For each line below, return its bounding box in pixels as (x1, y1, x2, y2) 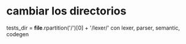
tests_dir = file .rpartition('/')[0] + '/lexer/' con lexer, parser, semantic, (6, 24, 180, 31)
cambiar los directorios (6, 4, 127, 18)
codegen (6, 30, 29, 37)
